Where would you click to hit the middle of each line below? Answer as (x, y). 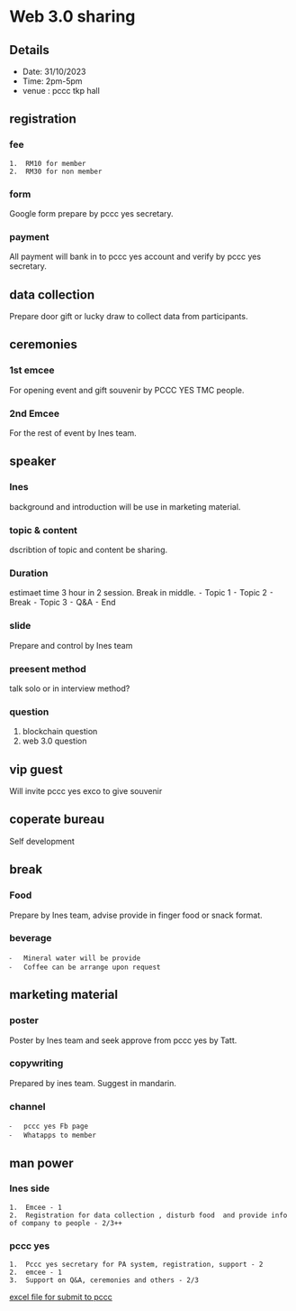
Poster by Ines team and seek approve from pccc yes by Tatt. (123, 1040)
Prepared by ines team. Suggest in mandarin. (93, 1083)
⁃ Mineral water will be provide (75, 958)
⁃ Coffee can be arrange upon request (85, 967)
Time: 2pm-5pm (52, 81)
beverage (31, 938)
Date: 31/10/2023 (54, 71)
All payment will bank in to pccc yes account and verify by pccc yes (135, 257)
